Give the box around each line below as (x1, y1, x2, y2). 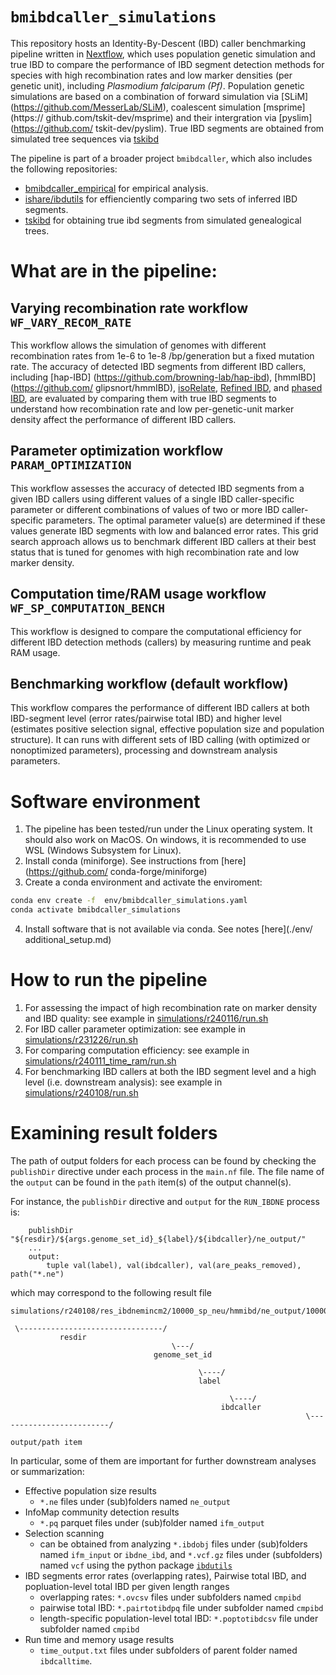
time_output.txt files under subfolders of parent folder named (39, 1644, 298, 1656)
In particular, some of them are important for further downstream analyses (10, 1454, 317, 1467)
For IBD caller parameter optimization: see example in (24, 1023, 246, 1035)
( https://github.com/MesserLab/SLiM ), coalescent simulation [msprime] (10, 101, 306, 113)
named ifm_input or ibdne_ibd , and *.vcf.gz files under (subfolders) (39, 1548, 323, 1560)
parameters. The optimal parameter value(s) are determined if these (45, 514, 326, 526)
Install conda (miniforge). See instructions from (24, 855, 220, 867)
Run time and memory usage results (24, 1633, 175, 1645)
